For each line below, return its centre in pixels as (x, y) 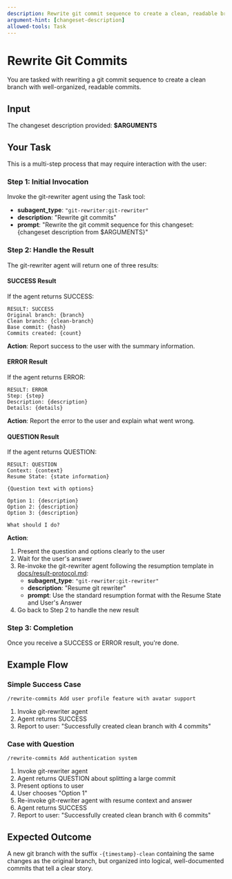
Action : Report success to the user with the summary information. (101, 346)
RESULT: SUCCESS (30, 309)
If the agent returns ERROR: (46, 377)
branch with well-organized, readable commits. (74, 87)
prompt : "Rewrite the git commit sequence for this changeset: (105, 225)
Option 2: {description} (43, 507)
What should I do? (33, 525)
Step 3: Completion (40, 628)
